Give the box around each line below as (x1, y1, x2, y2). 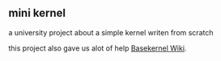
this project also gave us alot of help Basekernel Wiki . (8, 43, 187, 53)
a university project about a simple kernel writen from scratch (8, 27, 214, 37)
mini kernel (8, 6, 66, 20)
